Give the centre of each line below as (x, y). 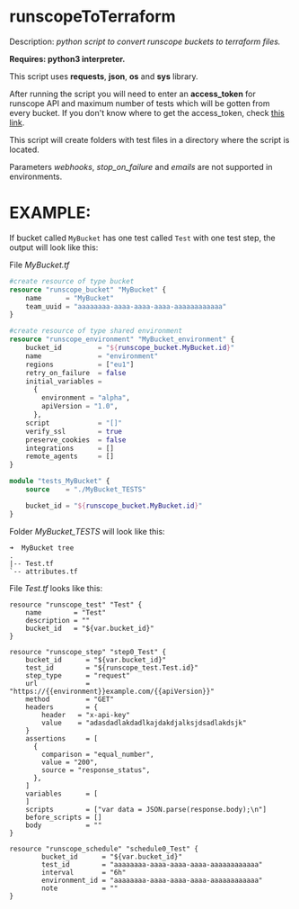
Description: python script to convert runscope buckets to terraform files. (145, 41)
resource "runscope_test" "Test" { (76, 605)
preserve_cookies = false (76, 440)
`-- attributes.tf (44, 571)
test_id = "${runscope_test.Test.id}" (112, 668)
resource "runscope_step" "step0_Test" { (88, 652)
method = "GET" (70, 699)
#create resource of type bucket (72, 281)
